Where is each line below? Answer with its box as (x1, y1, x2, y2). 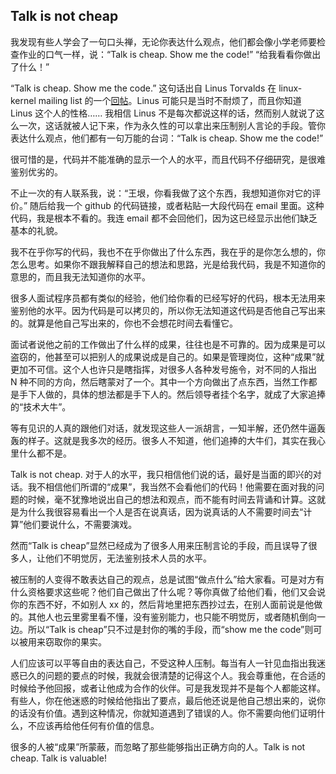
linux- (278, 82, 303, 94)
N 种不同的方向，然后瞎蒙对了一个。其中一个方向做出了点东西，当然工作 (10, 375, 309, 388)
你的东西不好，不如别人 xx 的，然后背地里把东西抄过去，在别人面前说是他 (10, 598, 315, 610)
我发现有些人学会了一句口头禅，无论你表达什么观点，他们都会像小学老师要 (10, 35, 317, 48)
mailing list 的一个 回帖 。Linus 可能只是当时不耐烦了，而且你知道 (38, 94, 302, 106)
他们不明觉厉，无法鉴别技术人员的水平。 (44, 552, 212, 564)
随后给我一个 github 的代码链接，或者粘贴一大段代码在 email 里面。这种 (29, 199, 325, 211)
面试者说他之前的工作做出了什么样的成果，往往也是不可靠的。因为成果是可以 (10, 338, 326, 350)
